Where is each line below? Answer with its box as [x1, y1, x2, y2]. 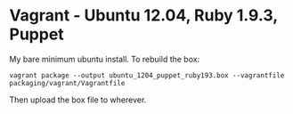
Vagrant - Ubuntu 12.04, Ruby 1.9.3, [9, 5, 278, 26]
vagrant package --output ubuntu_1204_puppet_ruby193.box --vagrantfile [9, 70, 285, 80]
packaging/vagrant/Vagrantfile [9, 78, 126, 87]
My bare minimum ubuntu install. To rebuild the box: [9, 53, 200, 64]
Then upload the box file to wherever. [9, 94, 147, 105]
